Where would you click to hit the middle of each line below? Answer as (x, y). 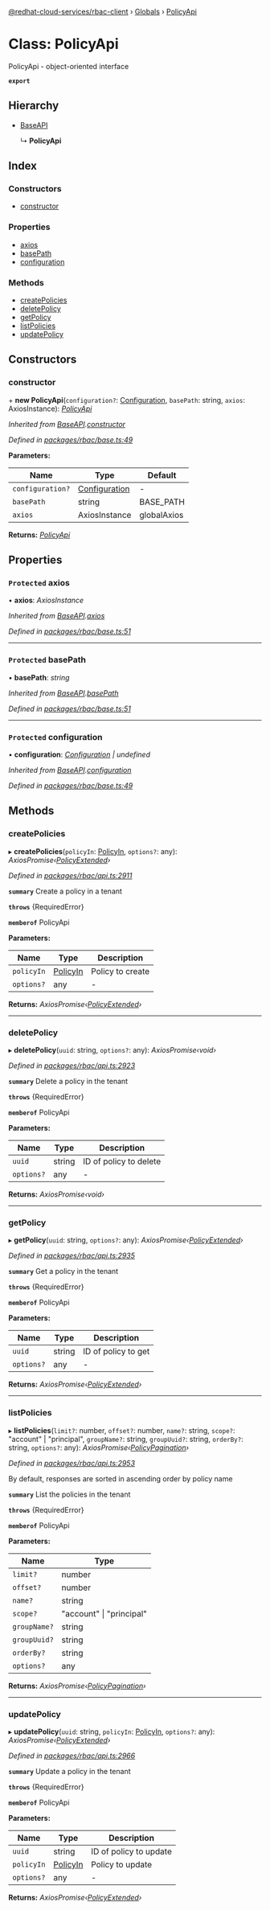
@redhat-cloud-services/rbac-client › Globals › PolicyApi (102, 12)
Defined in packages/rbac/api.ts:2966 (72, 1756)
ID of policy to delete (122, 1161)
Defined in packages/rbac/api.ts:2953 (72, 1463)
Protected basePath (47, 660)
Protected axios (39, 583)
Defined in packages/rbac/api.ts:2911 (70, 875)
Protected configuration (55, 737)
